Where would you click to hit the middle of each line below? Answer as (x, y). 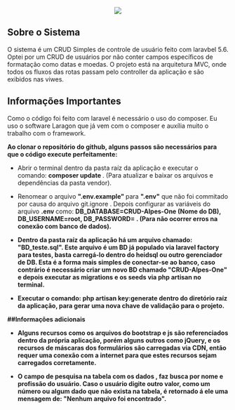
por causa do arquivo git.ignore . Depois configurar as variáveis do (114, 204)
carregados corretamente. (57, 362)
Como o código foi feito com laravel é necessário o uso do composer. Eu (112, 118)
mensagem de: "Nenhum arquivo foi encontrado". (92, 398)
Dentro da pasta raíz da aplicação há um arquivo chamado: (105, 239)
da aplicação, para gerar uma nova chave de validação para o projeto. (121, 305)
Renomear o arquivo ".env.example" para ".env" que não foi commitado (123, 196)
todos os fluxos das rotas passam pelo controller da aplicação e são (106, 72)
